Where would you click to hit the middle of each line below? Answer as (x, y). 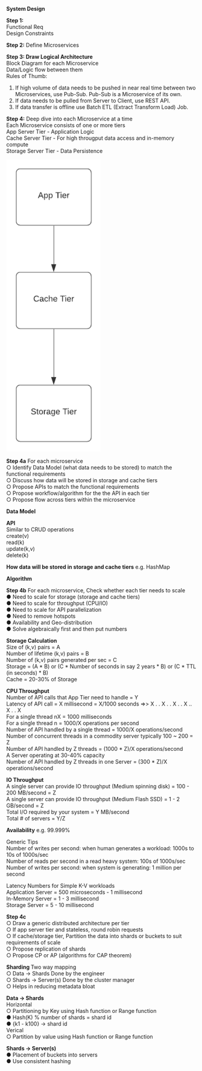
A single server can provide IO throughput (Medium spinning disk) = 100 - (98, 787)
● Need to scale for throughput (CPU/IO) (57, 603)
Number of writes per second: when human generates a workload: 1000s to (100, 848)
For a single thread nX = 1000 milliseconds (59, 717)
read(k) (15, 542)
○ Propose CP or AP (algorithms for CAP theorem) (69, 955)
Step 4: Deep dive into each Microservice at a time (69, 119)
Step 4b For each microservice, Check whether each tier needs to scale (96, 591)
